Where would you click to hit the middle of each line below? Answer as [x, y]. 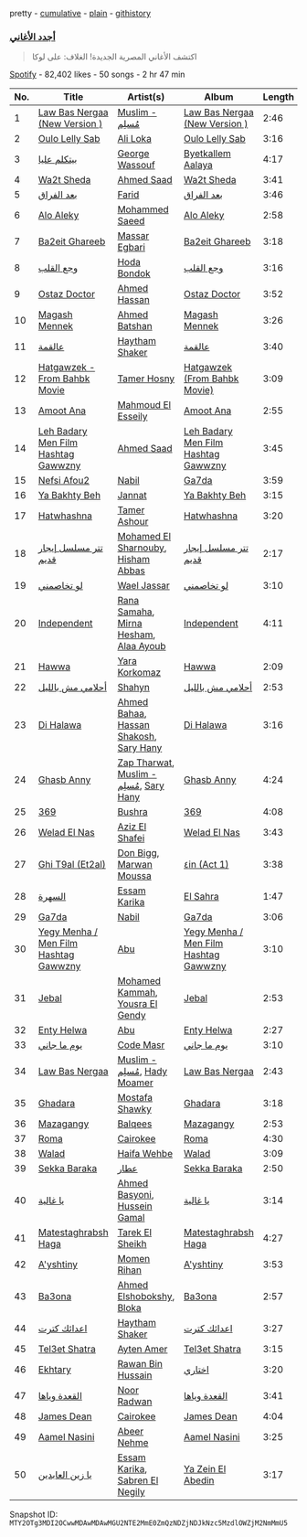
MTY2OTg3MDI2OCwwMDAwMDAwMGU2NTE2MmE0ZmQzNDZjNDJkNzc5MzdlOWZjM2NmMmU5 [148, 1523]
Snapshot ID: [34, 1515]
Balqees [135, 1124]
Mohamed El [144, 537]
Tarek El [135, 1233]
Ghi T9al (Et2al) [72, 865]
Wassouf [136, 165]
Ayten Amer [143, 1350]
